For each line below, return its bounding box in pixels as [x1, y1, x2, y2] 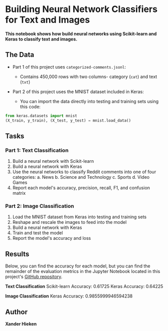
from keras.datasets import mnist [5, 113, 78, 118]
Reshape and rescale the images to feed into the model [12, 219, 127, 225]
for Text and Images [5, 14, 90, 26]
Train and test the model [12, 230, 63, 236]
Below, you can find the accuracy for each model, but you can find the [5, 263, 150, 269]
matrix [12, 190, 26, 196]
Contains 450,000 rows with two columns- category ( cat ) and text [20, 74, 157, 80]
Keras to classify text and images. [5, 36, 78, 42]
